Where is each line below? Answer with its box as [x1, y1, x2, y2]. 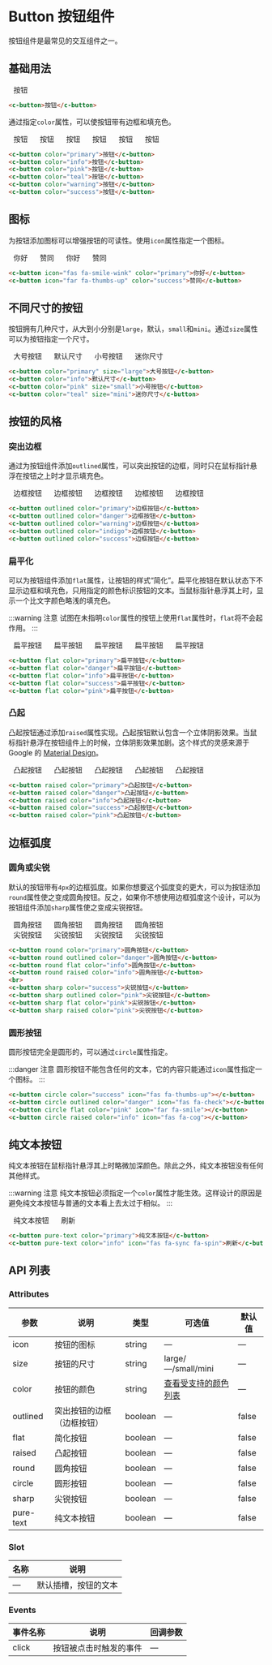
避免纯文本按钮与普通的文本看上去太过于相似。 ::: [8, 1198, 173, 1208]
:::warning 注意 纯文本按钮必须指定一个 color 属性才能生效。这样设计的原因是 [8, 1188, 263, 1198]
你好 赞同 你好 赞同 [13, 252, 107, 262]
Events [8, 1604, 36, 1616]
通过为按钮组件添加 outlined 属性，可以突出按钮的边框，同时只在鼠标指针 [8, 461, 251, 471]
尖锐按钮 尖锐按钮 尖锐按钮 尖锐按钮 [13, 930, 164, 940]
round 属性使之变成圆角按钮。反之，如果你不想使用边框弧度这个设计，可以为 [8, 892, 261, 901]
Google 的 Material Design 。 [8, 747, 104, 757]
